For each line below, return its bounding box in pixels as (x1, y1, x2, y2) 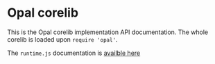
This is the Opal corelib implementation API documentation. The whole (7, 28, 209, 36)
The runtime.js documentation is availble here (7, 49, 141, 57)
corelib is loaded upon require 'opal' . (7, 35, 118, 43)
